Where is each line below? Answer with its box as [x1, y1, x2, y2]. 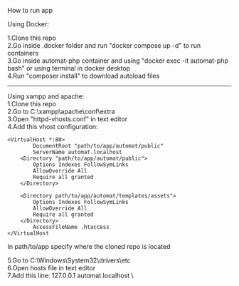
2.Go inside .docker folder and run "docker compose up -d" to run [7, 41, 201, 49]
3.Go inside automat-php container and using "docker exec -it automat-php [7, 56, 229, 65]
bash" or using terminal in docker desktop [7, 64, 130, 72]
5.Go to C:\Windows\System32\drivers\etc [7, 256, 131, 265]
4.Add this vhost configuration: [7, 123, 98, 131]
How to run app [7, 6, 53, 14]
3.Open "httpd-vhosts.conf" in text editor [7, 115, 128, 123]
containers [7, 49, 39, 57]
